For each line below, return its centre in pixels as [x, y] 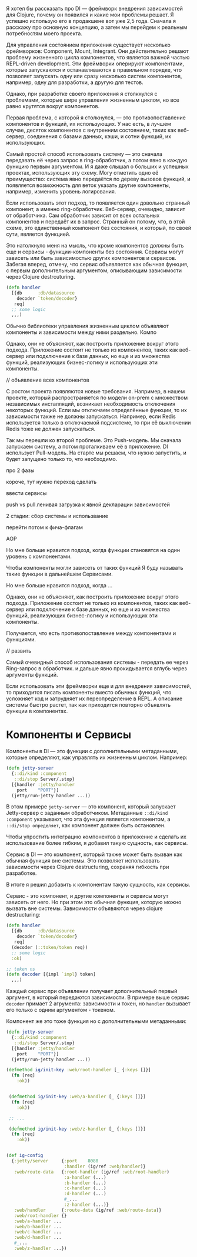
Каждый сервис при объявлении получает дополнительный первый [92, 991]
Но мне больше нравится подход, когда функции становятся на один [93, 550]
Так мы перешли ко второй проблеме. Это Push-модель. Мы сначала [94, 440]
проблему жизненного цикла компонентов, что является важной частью [98, 57]
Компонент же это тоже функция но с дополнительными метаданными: [96, 1021]
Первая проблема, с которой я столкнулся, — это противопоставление [96, 118]
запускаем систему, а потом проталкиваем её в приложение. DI [87, 447]
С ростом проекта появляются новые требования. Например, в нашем [96, 392]
